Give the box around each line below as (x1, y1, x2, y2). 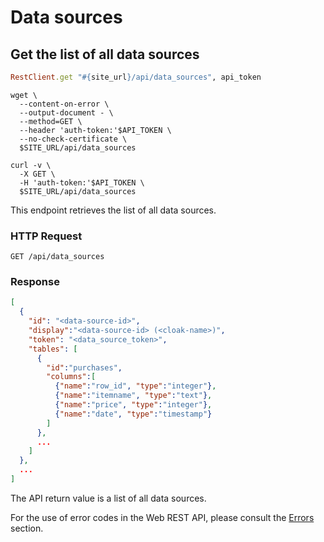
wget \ (10, 90, 38, 100)
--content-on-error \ (19, 99, 110, 109)
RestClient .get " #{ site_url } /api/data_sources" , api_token (10, 72, 262, 82)
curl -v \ (10, 160, 52, 170)
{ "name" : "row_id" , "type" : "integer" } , (54, 381, 217, 391)
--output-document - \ (19, 107, 114, 118)
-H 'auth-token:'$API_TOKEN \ (19, 177, 145, 188)
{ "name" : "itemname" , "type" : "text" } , (54, 391, 213, 401)
